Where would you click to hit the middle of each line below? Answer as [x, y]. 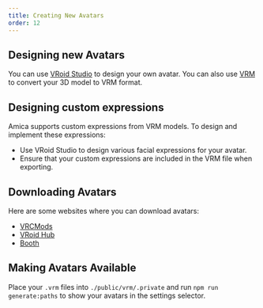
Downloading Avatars [62, 192]
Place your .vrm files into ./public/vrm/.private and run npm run [113, 287]
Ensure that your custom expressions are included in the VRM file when [136, 158]
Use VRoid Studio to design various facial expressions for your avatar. [133, 150]
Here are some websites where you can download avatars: [104, 211]
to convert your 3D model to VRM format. [75, 82]
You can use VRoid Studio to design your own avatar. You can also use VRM [131, 74]
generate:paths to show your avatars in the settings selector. [107, 295]
